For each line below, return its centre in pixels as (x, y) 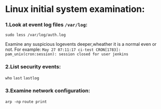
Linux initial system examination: (75, 9)
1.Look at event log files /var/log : (46, 25)
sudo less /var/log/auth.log (35, 35)
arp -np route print (26, 102)
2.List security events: (33, 67)
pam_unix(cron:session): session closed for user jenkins (67, 54)
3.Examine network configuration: (48, 91)
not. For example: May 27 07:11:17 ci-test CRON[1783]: (63, 50)
